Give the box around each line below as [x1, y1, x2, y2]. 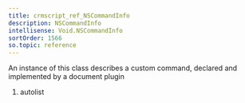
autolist [19, 87, 45, 97]
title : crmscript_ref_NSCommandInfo [8, 11, 130, 20]
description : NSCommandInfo [8, 19, 102, 27]
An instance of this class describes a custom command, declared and [8, 63, 238, 73]
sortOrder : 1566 [8, 34, 62, 42]
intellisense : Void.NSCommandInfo [8, 26, 124, 34]
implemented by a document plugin [8, 72, 125, 81]
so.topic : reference [8, 42, 77, 50]
